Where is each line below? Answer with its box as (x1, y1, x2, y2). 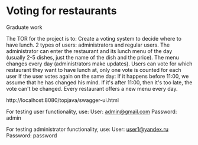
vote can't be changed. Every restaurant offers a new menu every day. (6, 85, 178, 92)
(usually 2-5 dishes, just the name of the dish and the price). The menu (6, 54, 179, 61)
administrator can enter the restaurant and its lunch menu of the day (6, 47, 173, 54)
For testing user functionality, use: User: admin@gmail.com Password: (6, 108, 177, 115)
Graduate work (6, 24, 43, 31)
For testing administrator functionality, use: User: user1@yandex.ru (6, 126, 168, 133)
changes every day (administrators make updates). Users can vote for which (6, 60, 193, 67)
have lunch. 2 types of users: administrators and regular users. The (6, 41, 170, 48)
